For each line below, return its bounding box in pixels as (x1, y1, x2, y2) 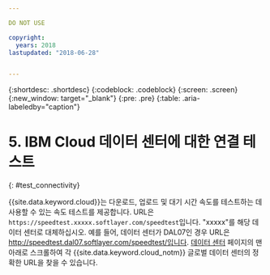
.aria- (182, 94, 200, 104)
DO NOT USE (8, 19, 45, 27)
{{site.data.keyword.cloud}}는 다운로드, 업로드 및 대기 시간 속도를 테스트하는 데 (8, 197, 263, 207)
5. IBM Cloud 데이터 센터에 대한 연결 (8, 133, 240, 151)
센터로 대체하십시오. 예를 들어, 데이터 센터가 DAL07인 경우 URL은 (23, 227, 230, 237)
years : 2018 (15, 41, 57, 49)
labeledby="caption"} (8, 102, 80, 112)
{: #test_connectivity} (8, 180, 80, 190)
